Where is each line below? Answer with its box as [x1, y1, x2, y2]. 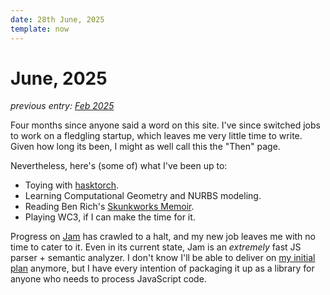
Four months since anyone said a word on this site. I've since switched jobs [10, 119, 321, 131]
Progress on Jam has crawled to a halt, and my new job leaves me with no [10, 231, 317, 243]
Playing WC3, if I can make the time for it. [24, 211, 196, 223]
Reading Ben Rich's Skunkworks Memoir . [24, 201, 195, 213]
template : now [10, 24, 70, 34]
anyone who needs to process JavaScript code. [10, 273, 207, 285]
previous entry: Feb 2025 [10, 100, 115, 112]
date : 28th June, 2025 [10, 14, 105, 25]
